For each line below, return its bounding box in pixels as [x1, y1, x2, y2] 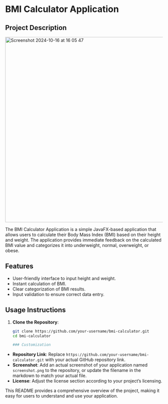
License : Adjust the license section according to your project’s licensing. [12, 378, 162, 384]
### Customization [12, 342, 51, 347]
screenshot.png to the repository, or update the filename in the [12, 367, 141, 373]
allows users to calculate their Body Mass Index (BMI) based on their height [5, 231, 161, 237]
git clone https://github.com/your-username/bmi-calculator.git [12, 328, 149, 333]
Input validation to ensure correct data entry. [12, 291, 104, 297]
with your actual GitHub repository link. [44, 356, 126, 363]
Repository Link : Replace [12, 351, 65, 357]
